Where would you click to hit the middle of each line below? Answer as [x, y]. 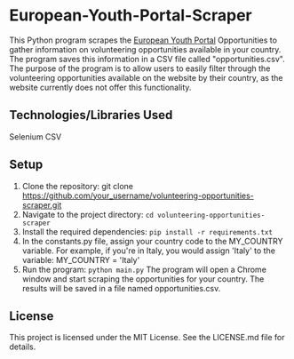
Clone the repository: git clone [77, 186]
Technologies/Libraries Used [91, 115]
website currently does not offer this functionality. [100, 87]
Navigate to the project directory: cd [87, 214]
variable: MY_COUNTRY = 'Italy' [81, 259]
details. [23, 347]
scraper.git [42, 204]
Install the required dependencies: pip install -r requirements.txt [147, 231]
